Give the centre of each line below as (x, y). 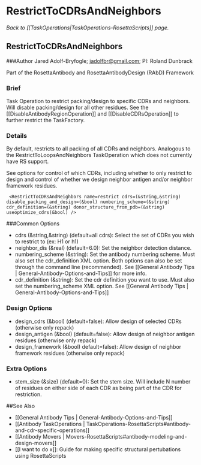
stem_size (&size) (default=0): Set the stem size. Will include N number (103, 381)
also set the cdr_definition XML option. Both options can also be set (98, 261)
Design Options (29, 308)
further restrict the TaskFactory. (46, 120)
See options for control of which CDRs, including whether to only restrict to (99, 173)
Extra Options (27, 369)
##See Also (20, 406)
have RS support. (28, 161)
